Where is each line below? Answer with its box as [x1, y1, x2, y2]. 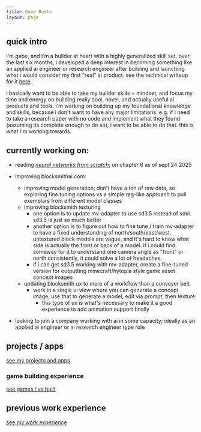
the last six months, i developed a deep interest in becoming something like [6, 59, 193, 66]
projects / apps [6, 341, 64, 351]
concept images [32, 274, 73, 281]
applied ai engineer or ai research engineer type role [14, 323, 145, 331]
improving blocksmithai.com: [14, 173, 87, 180]
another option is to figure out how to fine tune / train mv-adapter [32, 223, 194, 230]
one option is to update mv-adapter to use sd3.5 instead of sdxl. [32, 210, 192, 217]
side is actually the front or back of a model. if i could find [32, 242, 176, 249]
